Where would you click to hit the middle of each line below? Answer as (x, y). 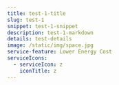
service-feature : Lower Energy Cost (60, 52)
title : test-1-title (37, 13)
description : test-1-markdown (51, 33)
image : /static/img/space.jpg (51, 45)
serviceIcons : (28, 58)
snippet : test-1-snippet (43, 26)
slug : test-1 (26, 20)
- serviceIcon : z (38, 64)
